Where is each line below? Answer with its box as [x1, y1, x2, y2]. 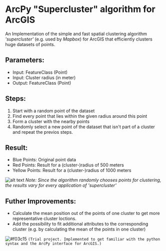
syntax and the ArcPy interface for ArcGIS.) [5, 241, 101, 246]
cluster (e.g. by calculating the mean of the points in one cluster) [12, 226, 146, 232]
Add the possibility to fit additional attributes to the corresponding [12, 221, 148, 227]
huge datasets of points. [5, 41, 55, 47]
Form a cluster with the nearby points [12, 118, 90, 124]
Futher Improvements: [5, 197, 76, 205]
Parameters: [5, 56, 44, 65]
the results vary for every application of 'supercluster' [5, 182, 116, 188]
